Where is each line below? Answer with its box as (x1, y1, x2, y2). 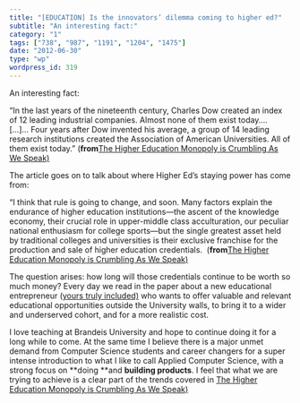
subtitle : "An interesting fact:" (9, 21, 139, 30)
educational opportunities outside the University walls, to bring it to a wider (9, 299, 287, 310)
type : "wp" (9, 55, 50, 64)
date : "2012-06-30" (9, 47, 82, 56)
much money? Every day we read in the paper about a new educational (9, 280, 272, 291)
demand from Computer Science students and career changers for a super (9, 346, 286, 356)
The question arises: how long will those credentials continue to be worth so (9, 270, 291, 282)
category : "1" (9, 30, 63, 39)
